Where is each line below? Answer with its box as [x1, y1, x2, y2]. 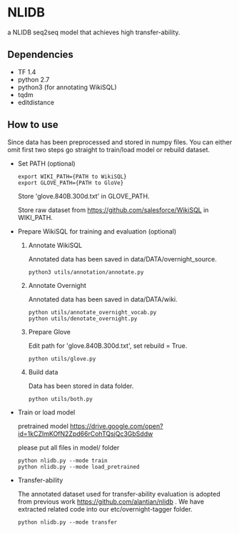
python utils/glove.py [28, 355, 96, 362]
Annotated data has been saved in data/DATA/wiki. [28, 294, 178, 304]
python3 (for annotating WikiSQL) [17, 83, 117, 91]
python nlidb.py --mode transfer [17, 519, 118, 526]
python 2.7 [17, 75, 50, 84]
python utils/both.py [28, 395, 93, 402]
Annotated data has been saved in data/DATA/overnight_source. [28, 254, 218, 263]
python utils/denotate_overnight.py [28, 315, 138, 322]
